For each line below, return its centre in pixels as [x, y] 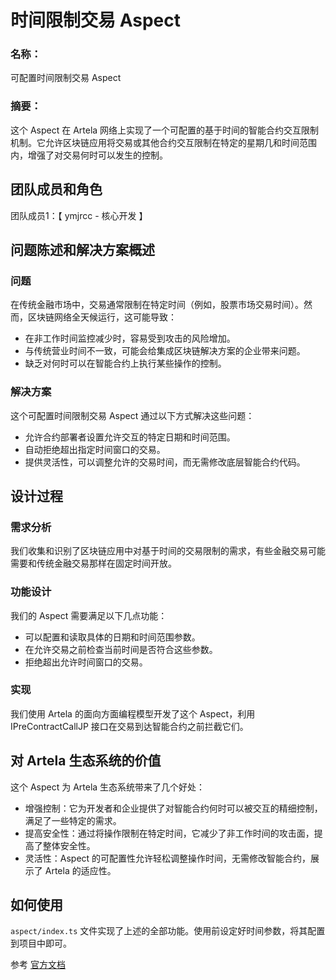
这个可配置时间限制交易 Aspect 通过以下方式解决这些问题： [132, 415]
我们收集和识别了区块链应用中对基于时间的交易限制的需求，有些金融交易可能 [168, 551]
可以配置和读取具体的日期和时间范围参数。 [112, 637]
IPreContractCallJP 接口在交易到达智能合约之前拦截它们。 [129, 726]
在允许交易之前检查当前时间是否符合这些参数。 [121, 649]
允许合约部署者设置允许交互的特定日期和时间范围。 [130, 437]
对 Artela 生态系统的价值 [86, 761]
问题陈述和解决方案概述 [82, 249]
